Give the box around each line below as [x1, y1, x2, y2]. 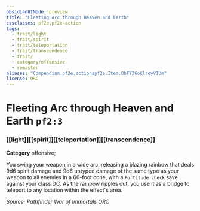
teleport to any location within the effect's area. [6, 186, 123, 194]
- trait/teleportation [11, 43, 68, 49]
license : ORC [6, 76, 39, 82]
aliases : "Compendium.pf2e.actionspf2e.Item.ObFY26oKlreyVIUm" [6, 70, 167, 76]
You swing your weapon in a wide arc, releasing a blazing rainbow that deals [6, 161, 195, 168]
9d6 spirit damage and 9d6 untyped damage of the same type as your [6, 167, 179, 174]
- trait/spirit [11, 37, 50, 43]
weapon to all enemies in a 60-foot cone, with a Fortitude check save [6, 173, 178, 180]
